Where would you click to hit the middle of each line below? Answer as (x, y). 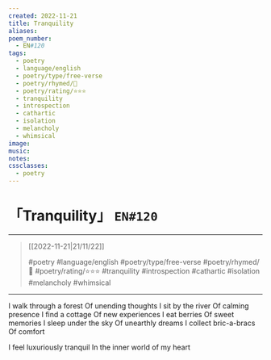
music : (19, 151)
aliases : (23, 31)
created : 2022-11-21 (43, 16)
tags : (17, 53)
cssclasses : (28, 166)
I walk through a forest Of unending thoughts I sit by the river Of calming (129, 306)
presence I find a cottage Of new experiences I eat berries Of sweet (121, 314)
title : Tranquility (41, 23)
